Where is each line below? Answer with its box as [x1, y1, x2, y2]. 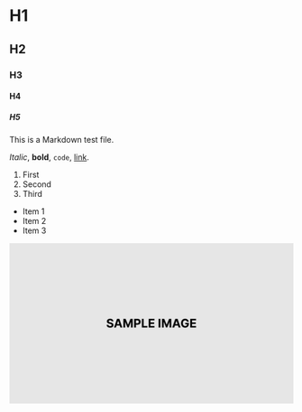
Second [22, 179, 52, 190]
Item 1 [22, 206, 45, 217]
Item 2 [22, 216, 47, 227]
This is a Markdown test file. [9, 135, 114, 145]
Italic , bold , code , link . [9, 152, 90, 163]
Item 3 [22, 225, 47, 236]
